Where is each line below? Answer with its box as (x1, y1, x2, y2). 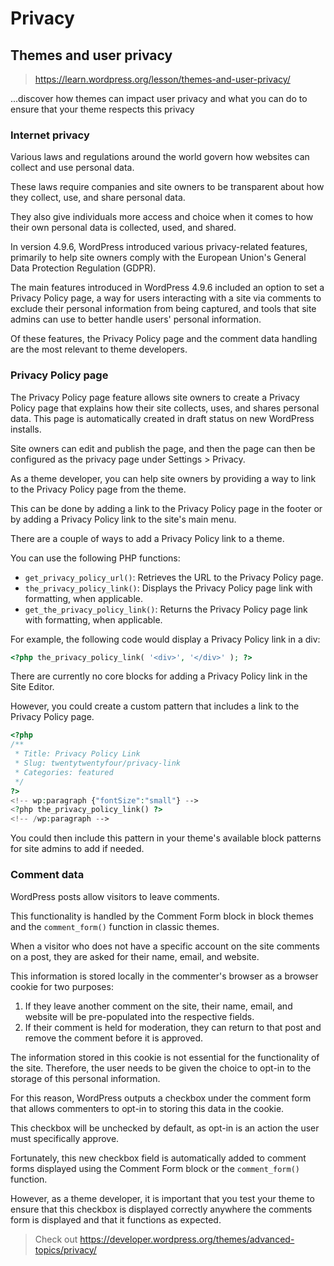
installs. (10, 423, 42, 435)
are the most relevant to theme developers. (10, 343, 188, 356)
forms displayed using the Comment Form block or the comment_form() (10, 1162, 300, 1174)
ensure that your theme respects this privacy (10, 103, 195, 115)
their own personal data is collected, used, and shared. (10, 222, 237, 234)
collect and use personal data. (10, 162, 135, 174)
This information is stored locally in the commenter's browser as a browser (10, 970, 319, 982)
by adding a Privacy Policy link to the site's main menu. (10, 513, 237, 525)
